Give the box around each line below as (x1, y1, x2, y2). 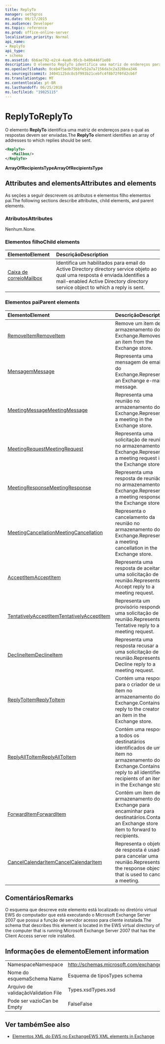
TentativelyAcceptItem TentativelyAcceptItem (7, 613, 110, 619)
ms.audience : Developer (5, 21, 54, 26)
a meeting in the (115, 416, 152, 423)
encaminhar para (115, 807, 155, 814)
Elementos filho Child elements (5, 238, 80, 245)
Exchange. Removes (115, 332, 161, 339)
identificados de (115, 744, 153, 751)
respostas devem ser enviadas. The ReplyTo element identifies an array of (5, 132, 155, 138)
